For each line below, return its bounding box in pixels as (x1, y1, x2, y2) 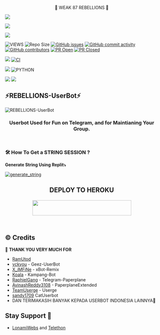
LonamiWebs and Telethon (12, 325, 66, 331)
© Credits (5, 233, 36, 242)
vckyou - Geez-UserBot (12, 261, 60, 267)
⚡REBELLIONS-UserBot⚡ (5, 92, 81, 100)
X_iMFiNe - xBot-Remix (12, 266, 59, 272)
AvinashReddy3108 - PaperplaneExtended (12, 282, 97, 288)
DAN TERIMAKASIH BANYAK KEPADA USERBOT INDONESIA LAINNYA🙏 (12, 297, 156, 303)
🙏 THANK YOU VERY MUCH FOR (5, 247, 72, 252)
